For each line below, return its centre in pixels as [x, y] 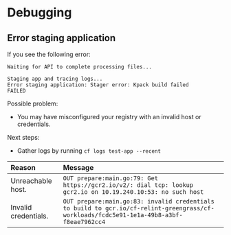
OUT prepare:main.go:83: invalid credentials [139, 201]
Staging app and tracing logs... [55, 79]
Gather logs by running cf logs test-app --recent [89, 151]
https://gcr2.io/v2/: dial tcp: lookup [128, 185]
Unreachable [32, 181]
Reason [23, 168]
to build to [82, 208]
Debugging [40, 13]
